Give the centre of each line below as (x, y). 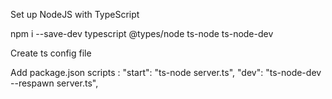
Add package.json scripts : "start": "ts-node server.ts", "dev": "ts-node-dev (166, 72)
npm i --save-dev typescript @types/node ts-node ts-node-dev (142, 33)
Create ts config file (51, 53)
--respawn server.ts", (54, 83)
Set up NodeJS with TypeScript (75, 14)
